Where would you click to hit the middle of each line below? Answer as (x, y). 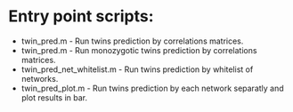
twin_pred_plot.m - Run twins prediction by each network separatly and (152, 88)
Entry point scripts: (81, 16)
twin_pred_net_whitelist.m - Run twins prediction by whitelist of (137, 69)
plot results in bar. (54, 97)
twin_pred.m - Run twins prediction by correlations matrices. (132, 41)
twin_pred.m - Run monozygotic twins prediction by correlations (139, 50)
